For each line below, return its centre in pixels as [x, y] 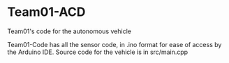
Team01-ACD [46, 12]
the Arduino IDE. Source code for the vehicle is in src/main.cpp [98, 52]
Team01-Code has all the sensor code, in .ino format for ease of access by [114, 44]
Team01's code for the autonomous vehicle [69, 31]
